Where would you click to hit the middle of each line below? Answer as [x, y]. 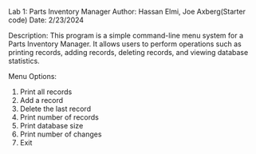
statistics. [24, 61]
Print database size [51, 126]
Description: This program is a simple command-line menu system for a [126, 36]
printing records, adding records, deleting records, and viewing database [128, 52]
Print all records [46, 92]
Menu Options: [33, 76]
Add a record [41, 100]
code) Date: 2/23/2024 [46, 20]
